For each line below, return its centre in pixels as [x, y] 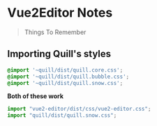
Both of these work [36, 96]
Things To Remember [55, 32]
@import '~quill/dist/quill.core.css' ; [65, 70]
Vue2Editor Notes [60, 13]
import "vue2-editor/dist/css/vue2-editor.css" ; [79, 109]
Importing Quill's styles [59, 54]
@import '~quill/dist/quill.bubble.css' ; [68, 77]
